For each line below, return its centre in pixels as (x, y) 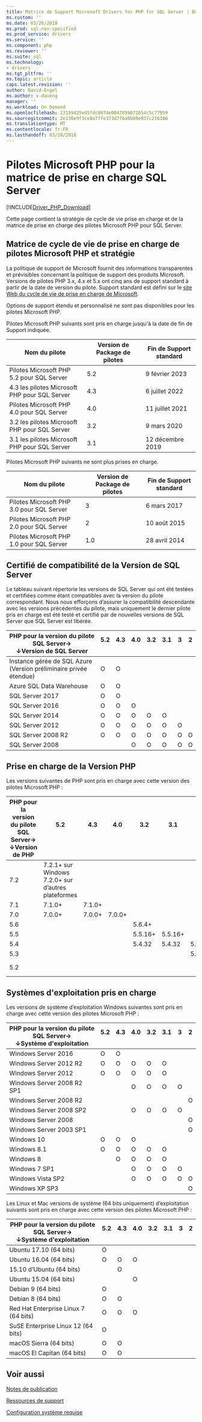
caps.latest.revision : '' (38, 85)
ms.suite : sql (24, 57)
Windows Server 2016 (41, 1054)
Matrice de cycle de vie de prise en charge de (93, 244)
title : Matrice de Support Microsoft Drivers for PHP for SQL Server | (98, 12)
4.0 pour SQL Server (38, 412)
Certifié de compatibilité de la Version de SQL (93, 565)
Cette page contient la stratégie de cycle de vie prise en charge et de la (95, 219)
